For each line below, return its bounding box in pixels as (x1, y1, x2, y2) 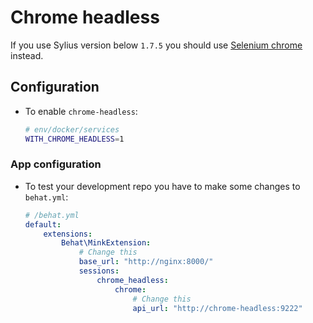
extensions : (43, 229, 93, 239)
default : (24, 219, 62, 230)
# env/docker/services (24, 124, 120, 135)
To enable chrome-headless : (24, 105, 138, 117)
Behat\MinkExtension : (61, 238, 152, 248)
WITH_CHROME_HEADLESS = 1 (24, 134, 125, 144)
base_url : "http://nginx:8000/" (78, 257, 214, 267)
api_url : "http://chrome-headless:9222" (132, 303, 303, 313)
